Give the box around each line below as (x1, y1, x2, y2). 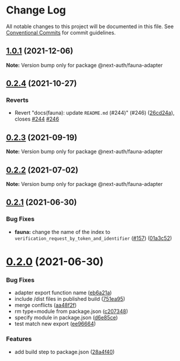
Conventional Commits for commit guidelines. (6, 29, 116, 36)
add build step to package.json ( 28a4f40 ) (14, 348, 115, 355)
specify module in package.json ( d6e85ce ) (14, 314, 118, 321)
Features (6, 335, 32, 343)
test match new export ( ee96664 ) (14, 320, 96, 328)
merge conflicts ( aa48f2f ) (14, 302, 77, 309)
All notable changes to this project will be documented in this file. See (6, 23, 174, 30)
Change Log (6, 4, 66, 17)
